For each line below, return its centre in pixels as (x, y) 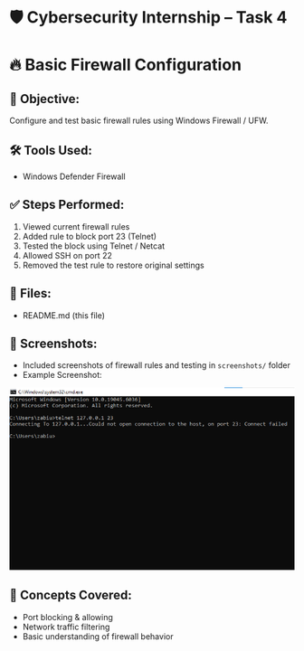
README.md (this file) (64, 315)
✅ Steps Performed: (67, 205)
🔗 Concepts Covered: (71, 595)
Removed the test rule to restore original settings (114, 265)
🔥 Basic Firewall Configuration (126, 65)
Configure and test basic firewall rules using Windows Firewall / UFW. (139, 121)
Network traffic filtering (66, 627)
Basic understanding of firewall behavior (98, 636)
